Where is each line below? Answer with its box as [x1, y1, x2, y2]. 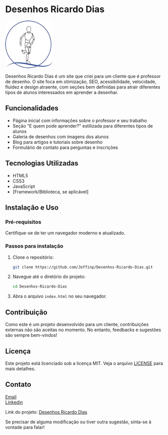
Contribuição [5, 308, 48, 317]
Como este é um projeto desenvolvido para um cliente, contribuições [5, 322, 149, 328]
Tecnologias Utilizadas [5, 159, 79, 168]
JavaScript [12, 183, 35, 189]
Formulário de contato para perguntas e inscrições [12, 144, 119, 150]
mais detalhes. [5, 366, 36, 372]
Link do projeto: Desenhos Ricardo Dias [5, 409, 87, 415]
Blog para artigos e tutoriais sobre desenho [12, 139, 103, 145]
